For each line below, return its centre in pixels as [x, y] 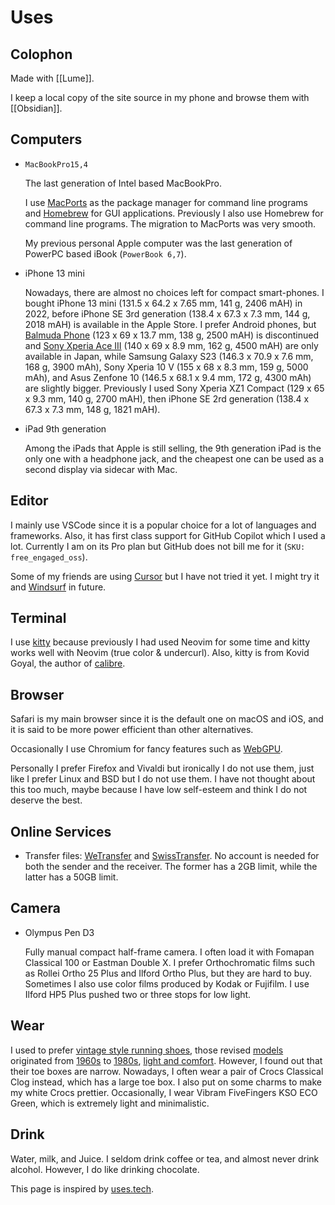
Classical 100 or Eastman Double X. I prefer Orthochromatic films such [169, 962]
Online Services [61, 831]
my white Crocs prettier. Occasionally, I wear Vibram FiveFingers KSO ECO [164, 1092]
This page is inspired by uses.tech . [82, 1188]
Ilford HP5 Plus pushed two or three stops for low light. [138, 994]
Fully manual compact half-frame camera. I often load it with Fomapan [169, 952]
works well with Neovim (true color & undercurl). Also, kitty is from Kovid [160, 653]
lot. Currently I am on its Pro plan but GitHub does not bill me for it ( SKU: [158, 546]
